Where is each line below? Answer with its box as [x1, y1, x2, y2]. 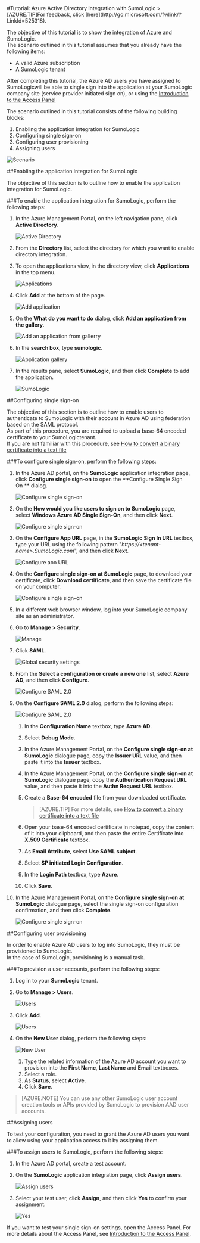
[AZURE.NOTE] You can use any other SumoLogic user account [21, 1095, 178, 1102]
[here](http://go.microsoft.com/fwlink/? [85, 11, 182, 18]
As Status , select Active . [24, 1077, 86, 1084]
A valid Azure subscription [15, 60, 80, 66]
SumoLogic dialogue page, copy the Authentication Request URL [24, 776, 187, 783]
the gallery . [15, 321, 45, 328]
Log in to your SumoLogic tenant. [15, 977, 98, 984]
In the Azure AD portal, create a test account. [15, 1160, 127, 1167]
